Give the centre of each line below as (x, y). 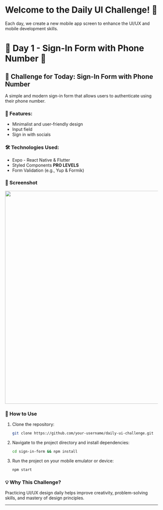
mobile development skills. (32, 28)
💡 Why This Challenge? (33, 482)
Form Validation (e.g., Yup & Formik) (48, 170)
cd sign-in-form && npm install (45, 452)
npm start (22, 470)
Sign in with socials (31, 135)
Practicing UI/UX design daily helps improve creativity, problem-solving (76, 493)
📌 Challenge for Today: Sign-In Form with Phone (79, 77)
